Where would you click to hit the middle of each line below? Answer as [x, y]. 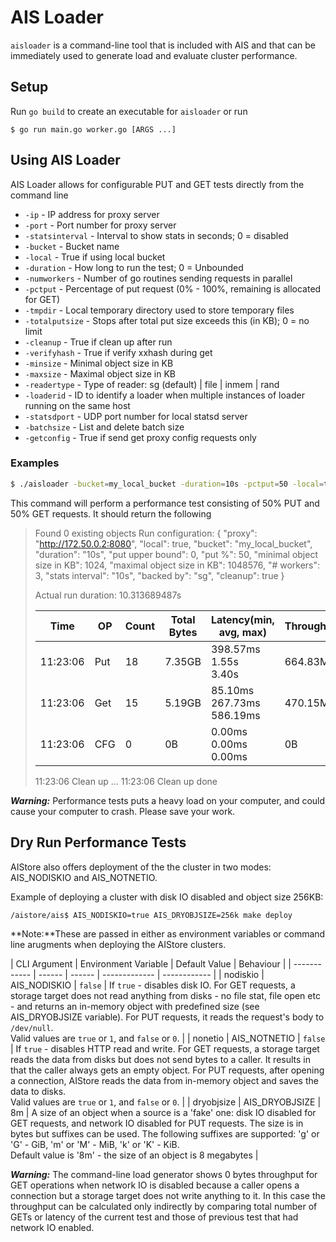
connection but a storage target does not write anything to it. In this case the [168, 1195]
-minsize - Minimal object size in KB [99, 363]
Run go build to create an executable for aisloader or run [129, 111]
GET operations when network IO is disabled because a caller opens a [155, 1185]
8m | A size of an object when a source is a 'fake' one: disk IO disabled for [163, 1112]
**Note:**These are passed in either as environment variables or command [168, 933]
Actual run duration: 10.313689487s [108, 595]
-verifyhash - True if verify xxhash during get [118, 352]
